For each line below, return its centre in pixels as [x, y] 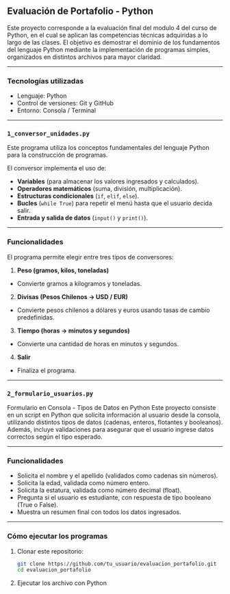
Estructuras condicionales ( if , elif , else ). [78, 196]
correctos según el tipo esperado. [55, 437]
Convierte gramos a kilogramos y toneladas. [79, 283]
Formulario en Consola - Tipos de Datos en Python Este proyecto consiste [112, 408]
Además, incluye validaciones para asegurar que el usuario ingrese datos [111, 429]
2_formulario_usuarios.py [50, 393]
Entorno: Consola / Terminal [56, 111]
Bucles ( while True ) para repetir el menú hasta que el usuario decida [114, 203]
